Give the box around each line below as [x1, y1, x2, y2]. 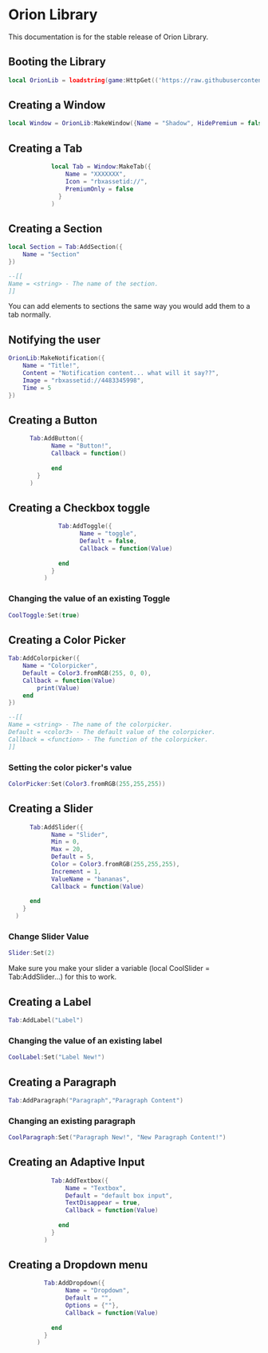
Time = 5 [22, 384, 52, 392]
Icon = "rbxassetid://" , [65, 177, 148, 185]
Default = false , [79, 537, 137, 545]
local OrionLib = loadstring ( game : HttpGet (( [8, 76, 159, 85]
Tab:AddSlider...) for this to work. [8, 972, 117, 982]
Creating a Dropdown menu [8, 1258, 148, 1272]
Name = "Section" [22, 250, 81, 258]
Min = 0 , [50, 838, 81, 846]
